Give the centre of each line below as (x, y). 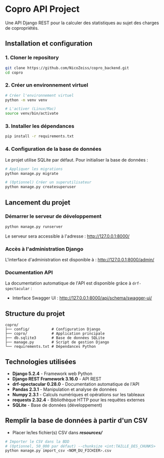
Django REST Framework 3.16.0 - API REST (57, 378)
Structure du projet (35, 313)
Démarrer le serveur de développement (53, 216)
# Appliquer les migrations (34, 169)
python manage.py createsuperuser (41, 187)
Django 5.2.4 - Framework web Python (52, 374)
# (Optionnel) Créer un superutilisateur (48, 182)
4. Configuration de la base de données (53, 149)
